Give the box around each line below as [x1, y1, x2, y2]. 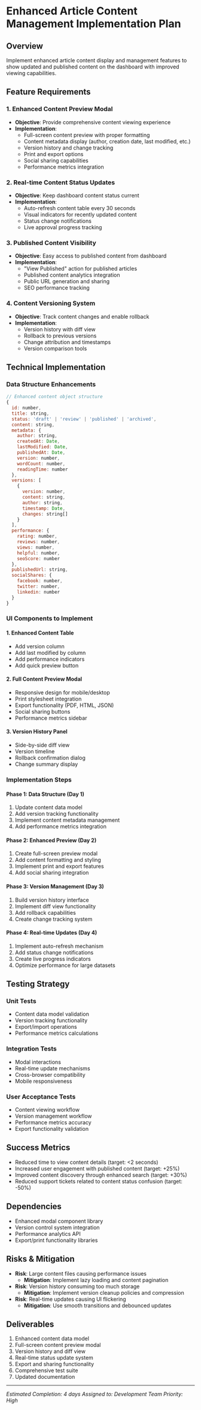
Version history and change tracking [23, 144, 114, 151]
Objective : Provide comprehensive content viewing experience [14, 118, 171, 125]
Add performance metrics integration [14, 823, 106, 830]
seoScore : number [17, 555, 60, 562]
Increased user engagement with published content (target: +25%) [14, 1164, 180, 1172]
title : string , [11, 410, 50, 417]
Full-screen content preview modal [14, 1342, 101, 1349]
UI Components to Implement [6, 614, 93, 622]
